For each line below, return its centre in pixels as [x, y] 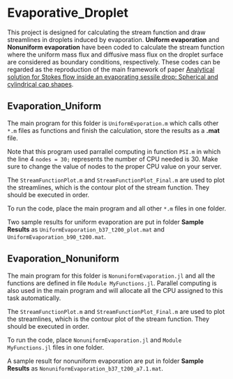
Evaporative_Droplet [68, 13]
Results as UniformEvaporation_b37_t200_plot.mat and [86, 229]
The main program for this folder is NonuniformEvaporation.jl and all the [111, 276]
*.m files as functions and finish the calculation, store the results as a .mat [113, 130]
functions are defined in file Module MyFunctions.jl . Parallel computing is [112, 283]
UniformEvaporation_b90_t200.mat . [57, 236]
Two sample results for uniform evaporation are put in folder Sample [106, 222]
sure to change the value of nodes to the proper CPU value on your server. [114, 166]
